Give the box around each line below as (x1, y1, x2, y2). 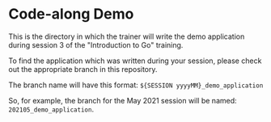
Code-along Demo (8, 5, 134, 23)
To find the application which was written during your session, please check (8, 56, 262, 65)
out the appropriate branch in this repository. (8, 64, 158, 74)
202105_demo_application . (8, 104, 95, 114)
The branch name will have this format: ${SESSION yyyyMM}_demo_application (8, 80, 264, 90)
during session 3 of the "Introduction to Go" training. (8, 40, 184, 49)
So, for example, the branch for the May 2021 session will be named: (8, 95, 237, 105)
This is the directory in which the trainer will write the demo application (8, 32, 245, 41)
